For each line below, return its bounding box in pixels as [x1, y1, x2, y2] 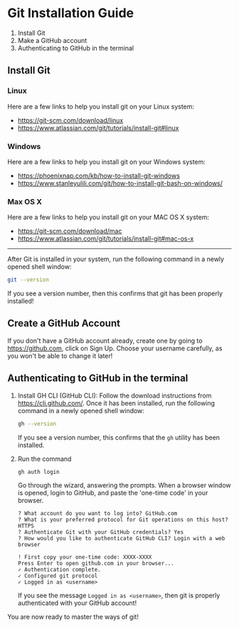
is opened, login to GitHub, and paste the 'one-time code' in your [17, 489, 208, 497]
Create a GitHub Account [7, 318, 121, 330]
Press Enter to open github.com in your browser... [17, 560, 174, 567]
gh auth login [17, 468, 60, 475]
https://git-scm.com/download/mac [17, 227, 122, 235]
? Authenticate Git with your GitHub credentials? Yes [17, 529, 184, 536]
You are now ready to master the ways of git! [7, 612, 139, 622]
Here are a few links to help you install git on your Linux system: [7, 102, 194, 111]
